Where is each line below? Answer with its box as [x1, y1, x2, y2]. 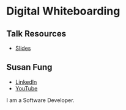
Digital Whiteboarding [6, 4, 120, 18]
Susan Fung [6, 62, 53, 72]
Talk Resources [6, 29, 66, 39]
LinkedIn [15, 78, 37, 86]
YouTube [15, 84, 38, 92]
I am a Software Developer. [6, 96, 75, 104]
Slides [15, 44, 31, 52]
